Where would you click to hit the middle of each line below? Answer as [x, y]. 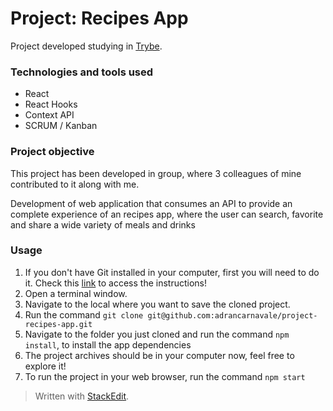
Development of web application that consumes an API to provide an [151, 203]
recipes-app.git [58, 324]
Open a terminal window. [76, 293]
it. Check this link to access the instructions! [115, 283]
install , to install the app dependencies [108, 344]
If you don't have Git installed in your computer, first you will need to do [172, 272]
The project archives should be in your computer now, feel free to [159, 355]
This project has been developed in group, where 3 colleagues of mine [156, 173]
